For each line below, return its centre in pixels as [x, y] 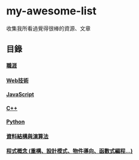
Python [16, 122]
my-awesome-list [51, 11]
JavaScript [20, 95]
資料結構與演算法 [27, 136]
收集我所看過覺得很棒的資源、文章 [48, 28]
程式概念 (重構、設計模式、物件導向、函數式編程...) [69, 151]
